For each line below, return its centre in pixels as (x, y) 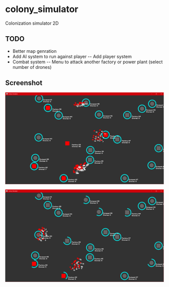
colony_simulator (42, 9)
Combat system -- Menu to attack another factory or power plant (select (88, 62)
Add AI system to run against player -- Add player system (72, 56)
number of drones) (32, 67)
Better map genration (34, 51)
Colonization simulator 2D (32, 23)
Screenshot (24, 83)
